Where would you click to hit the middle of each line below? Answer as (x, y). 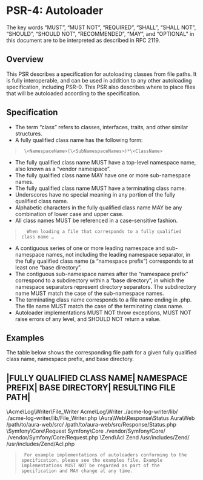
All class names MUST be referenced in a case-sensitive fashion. (96, 220)
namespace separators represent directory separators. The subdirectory (106, 286)
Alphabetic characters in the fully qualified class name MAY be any (98, 208)
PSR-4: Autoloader (55, 11)
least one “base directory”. (48, 267)
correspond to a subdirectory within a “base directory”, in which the (100, 280)
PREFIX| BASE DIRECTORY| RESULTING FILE (91, 387)
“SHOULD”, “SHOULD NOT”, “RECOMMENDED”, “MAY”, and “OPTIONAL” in (100, 33)
